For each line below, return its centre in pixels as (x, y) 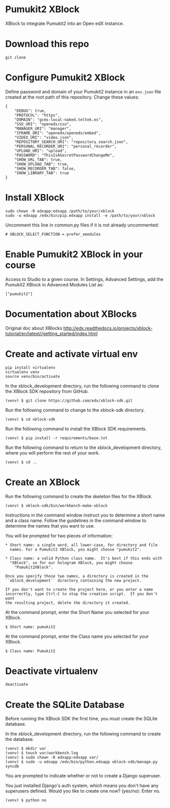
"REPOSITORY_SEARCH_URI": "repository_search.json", (71, 142)
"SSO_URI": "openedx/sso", (43, 124)
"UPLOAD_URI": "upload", (41, 151)
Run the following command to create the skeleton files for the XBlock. (79, 496)
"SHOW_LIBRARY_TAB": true (42, 173)
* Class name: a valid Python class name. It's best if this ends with (84, 558)
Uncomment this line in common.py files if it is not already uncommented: (82, 225)
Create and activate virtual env (72, 354)
